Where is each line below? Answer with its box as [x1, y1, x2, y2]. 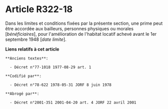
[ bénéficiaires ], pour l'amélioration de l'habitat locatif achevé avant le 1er [5, 31, 157, 37]
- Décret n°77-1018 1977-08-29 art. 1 [10, 65, 92, 70]
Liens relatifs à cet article [5, 46, 60, 52]
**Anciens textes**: [5, 56, 49, 61]
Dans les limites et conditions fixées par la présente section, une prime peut [5, 20, 163, 26]
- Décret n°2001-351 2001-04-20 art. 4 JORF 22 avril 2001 [10, 100, 137, 105]
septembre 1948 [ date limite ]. [5, 36, 67, 42]
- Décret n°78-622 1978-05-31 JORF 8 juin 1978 [10, 82, 112, 87]
